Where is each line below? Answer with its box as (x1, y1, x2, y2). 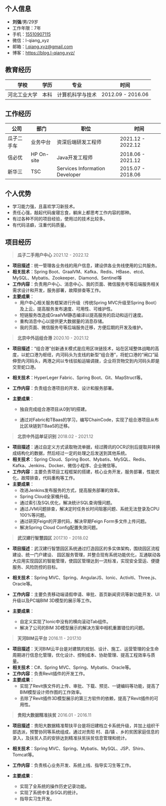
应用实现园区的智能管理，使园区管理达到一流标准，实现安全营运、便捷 (16, 558, 160, 564)
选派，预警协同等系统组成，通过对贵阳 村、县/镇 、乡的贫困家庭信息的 (16, 729, 160, 735)
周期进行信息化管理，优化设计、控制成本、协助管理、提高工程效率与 (12, 652, 151, 658)
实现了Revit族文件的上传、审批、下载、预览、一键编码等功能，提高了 (19, 683, 160, 689)
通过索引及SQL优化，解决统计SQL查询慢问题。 (19, 500, 115, 506)
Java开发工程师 (56, 154, 93, 161)
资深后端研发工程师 (56, 139, 102, 146)
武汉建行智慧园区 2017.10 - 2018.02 (17, 535, 89, 541)
